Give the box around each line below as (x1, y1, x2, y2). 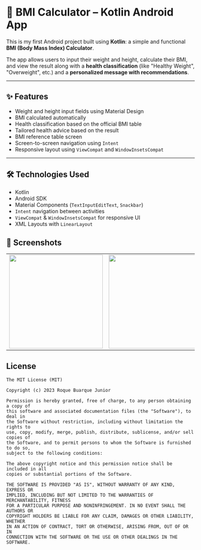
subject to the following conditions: (6, 451, 103, 457)
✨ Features (6, 92, 48, 102)
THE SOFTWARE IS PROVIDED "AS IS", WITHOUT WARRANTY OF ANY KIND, (6, 482, 175, 488)
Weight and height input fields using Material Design (14, 107, 144, 114)
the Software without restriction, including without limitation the (6, 419, 184, 425)
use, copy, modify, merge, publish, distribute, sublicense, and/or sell (6, 430, 194, 436)
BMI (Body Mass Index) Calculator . (6, 44, 95, 52)
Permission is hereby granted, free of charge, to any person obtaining (6, 398, 191, 404)
